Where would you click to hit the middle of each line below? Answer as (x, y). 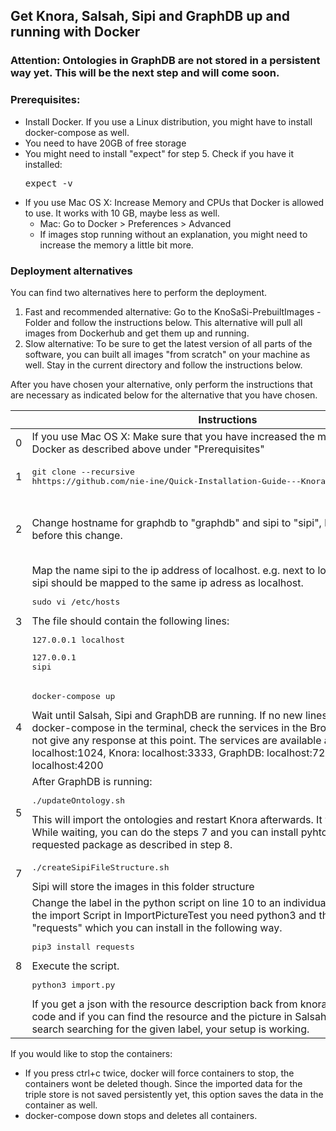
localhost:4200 (67, 765)
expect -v (48, 183)
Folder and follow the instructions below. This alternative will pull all (163, 322)
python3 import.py (73, 984)
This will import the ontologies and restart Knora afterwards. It (177, 819)
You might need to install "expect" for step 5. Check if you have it (159, 153)
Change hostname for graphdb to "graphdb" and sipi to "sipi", (176, 522)
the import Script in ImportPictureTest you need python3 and (174, 915)
